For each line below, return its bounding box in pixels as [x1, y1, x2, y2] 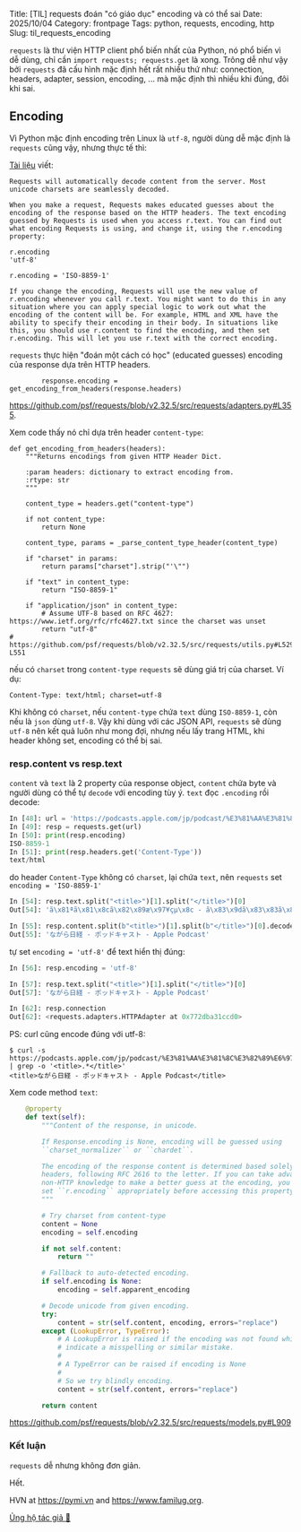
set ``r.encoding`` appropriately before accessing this [41, 1187, 258, 1196]
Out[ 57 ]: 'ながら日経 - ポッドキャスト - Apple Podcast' [9, 988, 211, 997]
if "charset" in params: [25, 554, 118, 563]
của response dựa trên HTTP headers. [9, 359, 150, 369]
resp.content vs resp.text [9, 757, 123, 770]
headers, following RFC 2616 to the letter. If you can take [41, 1170, 275, 1179]
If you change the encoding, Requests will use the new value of [9, 287, 258, 296]
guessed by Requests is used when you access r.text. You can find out [9, 216, 282, 225]
